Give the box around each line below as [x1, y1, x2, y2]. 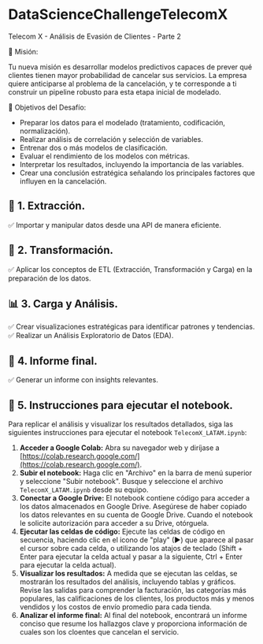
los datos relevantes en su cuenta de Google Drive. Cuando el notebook [19, 510, 254, 519]
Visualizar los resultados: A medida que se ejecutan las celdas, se [19, 569, 238, 578]
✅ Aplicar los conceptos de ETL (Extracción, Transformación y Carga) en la [8, 264, 253, 274]
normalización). [19, 126, 71, 136]
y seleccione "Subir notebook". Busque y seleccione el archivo [19, 477, 224, 486]
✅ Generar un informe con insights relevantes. [8, 375, 159, 385]
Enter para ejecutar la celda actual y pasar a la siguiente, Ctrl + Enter [19, 552, 243, 561]
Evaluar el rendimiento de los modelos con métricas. [19, 151, 191, 161]
